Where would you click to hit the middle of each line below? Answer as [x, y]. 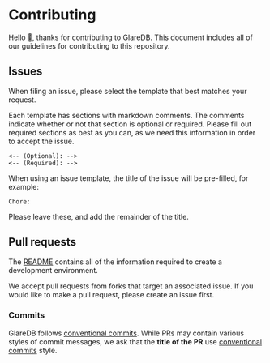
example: [24, 186]
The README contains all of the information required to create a [116, 262]
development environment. [54, 270]
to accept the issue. [41, 141]
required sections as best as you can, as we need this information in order [132, 132]
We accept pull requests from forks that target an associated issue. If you [131, 286]
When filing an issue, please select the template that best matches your [128, 91]
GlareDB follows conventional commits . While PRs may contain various [126, 333]
